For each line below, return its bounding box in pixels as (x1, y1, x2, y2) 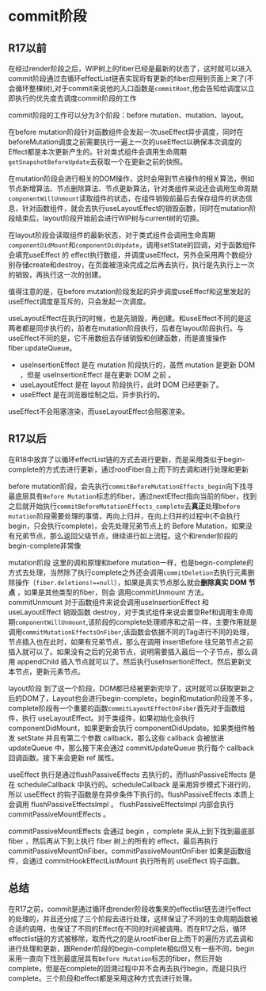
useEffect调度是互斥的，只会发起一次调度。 (8, 297, 150, 306)
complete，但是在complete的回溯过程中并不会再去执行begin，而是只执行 (8, 963, 247, 973)
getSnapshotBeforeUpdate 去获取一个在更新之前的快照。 (8, 157, 188, 166)
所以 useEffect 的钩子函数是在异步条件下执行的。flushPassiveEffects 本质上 (8, 790, 255, 799)
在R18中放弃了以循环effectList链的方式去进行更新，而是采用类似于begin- (8, 454, 245, 464)
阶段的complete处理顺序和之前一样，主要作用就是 (94, 617, 257, 626)
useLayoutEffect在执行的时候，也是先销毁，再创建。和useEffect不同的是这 (8, 314, 252, 323)
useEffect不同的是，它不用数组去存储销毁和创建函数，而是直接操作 (8, 334, 227, 342)
